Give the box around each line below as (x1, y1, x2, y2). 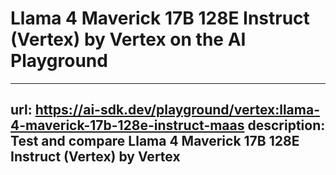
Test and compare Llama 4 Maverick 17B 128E (10, 133, 300, 150)
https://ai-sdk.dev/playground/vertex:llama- (34, 102, 320, 119)
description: (247, 117, 326, 134)
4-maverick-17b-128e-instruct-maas (10, 117, 245, 134)
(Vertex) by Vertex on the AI (10, 28, 247, 51)
